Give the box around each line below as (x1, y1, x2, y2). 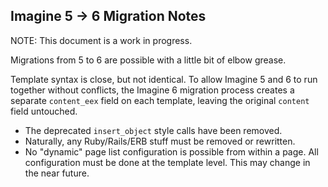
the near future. (24, 167, 90, 179)
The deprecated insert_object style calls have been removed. (24, 124, 283, 136)
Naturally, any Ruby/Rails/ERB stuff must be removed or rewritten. (24, 135, 296, 147)
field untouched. (10, 105, 78, 117)
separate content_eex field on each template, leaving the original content (10, 94, 310, 106)
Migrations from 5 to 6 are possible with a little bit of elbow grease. (10, 54, 287, 66)
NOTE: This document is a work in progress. (10, 34, 193, 46)
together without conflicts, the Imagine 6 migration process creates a (10, 84, 295, 96)
